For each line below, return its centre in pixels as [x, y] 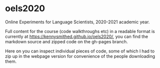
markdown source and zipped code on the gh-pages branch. [67, 41]
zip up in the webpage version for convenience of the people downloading [80, 56]
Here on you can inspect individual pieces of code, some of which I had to [80, 51]
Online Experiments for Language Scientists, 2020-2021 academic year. [78, 22]
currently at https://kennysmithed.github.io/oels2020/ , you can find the [77, 36]
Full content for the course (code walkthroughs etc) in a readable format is [80, 31]
